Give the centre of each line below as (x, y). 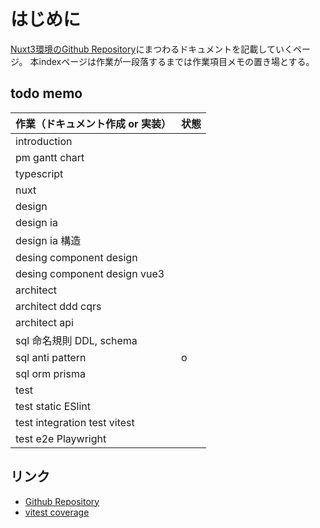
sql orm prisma (50, 373)
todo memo (46, 93)
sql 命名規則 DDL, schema (76, 340)
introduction (44, 141)
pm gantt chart (50, 157)
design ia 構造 (48, 240)
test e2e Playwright (61, 438)
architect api (44, 322)
